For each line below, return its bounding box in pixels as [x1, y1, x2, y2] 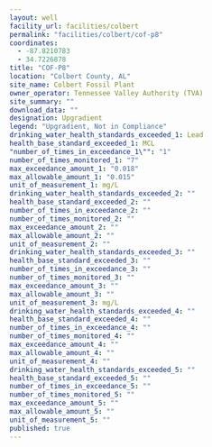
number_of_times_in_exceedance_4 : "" [9, 324, 152, 333]
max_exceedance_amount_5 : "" [9, 398, 119, 408]
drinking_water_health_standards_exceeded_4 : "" [9, 306, 196, 315]
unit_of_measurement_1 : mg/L [9, 181, 119, 190]
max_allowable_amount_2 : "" [9, 231, 115, 240]
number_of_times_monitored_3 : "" [9, 273, 135, 282]
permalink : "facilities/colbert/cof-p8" [9, 30, 164, 39]
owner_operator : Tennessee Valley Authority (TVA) [9, 88, 204, 97]
